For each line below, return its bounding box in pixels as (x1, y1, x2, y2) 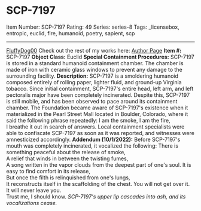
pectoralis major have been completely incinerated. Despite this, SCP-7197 (6, 91, 190, 99)
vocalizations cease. (6, 199, 57, 206)
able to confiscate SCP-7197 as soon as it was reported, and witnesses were (6, 129, 194, 136)
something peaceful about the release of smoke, (6, 148, 126, 155)
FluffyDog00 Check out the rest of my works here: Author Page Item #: (6, 47, 182, 54)
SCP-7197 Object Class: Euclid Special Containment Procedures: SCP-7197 (6, 53, 194, 60)
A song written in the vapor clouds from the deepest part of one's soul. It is (6, 161, 191, 168)
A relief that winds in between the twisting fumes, (6, 155, 129, 162)
